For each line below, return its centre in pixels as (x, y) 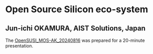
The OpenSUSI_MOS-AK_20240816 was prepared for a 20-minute (75, 40)
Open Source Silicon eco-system (77, 9)
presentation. (19, 46)
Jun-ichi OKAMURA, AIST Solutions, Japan (75, 28)
